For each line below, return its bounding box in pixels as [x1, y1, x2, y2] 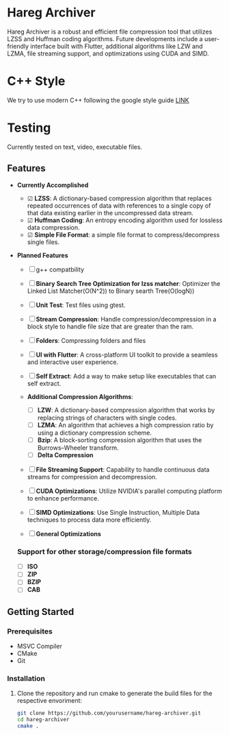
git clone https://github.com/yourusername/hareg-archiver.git [16, 710, 202, 717]
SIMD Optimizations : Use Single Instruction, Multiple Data [36, 508, 200, 516]
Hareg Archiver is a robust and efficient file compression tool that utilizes [7, 27, 213, 36]
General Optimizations [36, 529, 101, 538]
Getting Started [7, 605, 75, 618]
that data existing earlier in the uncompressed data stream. [27, 208, 193, 217]
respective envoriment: [16, 697, 83, 705]
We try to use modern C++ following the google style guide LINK [7, 96, 189, 104]
